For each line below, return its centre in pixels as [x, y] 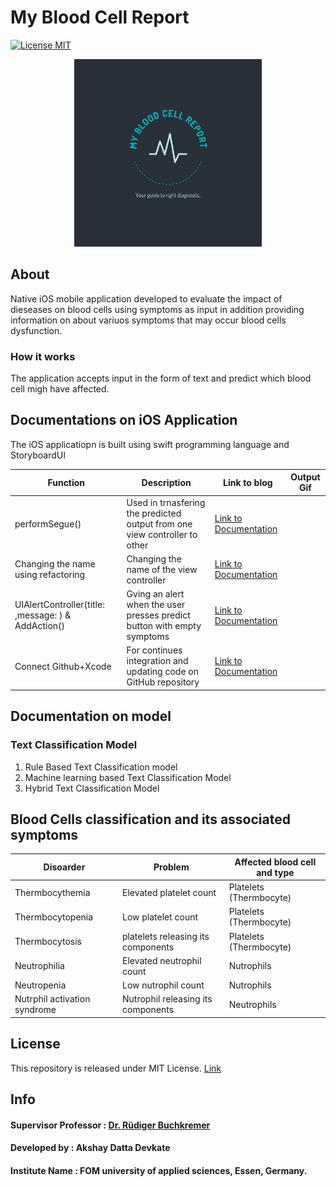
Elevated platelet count [169, 892]
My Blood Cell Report [100, 17]
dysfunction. [36, 330]
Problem [171, 867]
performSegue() [48, 523]
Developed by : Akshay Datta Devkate [90, 1148]
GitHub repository [163, 682]
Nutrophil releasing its [167, 999]
